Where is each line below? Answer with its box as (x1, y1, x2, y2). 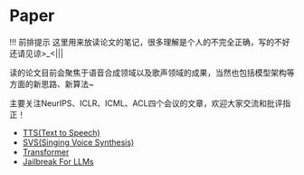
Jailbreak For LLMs (22, 156, 95, 167)
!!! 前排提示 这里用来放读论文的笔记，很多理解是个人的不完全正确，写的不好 (9, 36, 290, 47)
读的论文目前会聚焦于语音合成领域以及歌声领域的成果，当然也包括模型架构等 (9, 67, 295, 78)
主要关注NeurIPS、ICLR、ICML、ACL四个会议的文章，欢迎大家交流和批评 (9, 97, 283, 109)
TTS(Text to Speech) (22, 127, 101, 138)
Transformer (22, 146, 70, 157)
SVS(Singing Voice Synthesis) (22, 137, 135, 148)
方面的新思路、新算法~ (9, 78, 95, 89)
